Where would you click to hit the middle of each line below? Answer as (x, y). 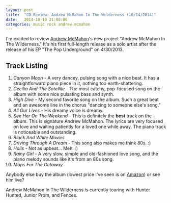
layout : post (20, 10)
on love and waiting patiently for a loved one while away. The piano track (90, 127)
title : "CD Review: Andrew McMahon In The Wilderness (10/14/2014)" (81, 15)
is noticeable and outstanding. (45, 132)
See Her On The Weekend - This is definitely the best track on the (82, 116)
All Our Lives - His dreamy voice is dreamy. (58, 111)
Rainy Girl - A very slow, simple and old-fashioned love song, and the (85, 154)
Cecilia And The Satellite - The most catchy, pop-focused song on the (87, 89)
